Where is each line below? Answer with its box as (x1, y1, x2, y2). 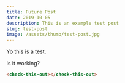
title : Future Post (6, 8, 56, 15)
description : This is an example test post (6, 20, 119, 26)
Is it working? (6, 60, 40, 67)
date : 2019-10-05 (6, 15, 51, 21)
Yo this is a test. (6, 48, 47, 55)
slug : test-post (6, 25, 48, 32)
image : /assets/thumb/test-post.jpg (6, 32, 100, 38)
